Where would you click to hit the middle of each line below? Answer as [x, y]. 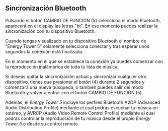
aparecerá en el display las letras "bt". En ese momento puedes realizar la [82, 26]
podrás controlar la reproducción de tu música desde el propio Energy [78, 118]
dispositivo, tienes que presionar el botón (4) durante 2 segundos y [75, 82]
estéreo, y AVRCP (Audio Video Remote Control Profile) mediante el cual [80, 113]
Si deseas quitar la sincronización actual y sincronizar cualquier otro [76, 76]
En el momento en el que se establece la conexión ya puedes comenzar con [84, 61]
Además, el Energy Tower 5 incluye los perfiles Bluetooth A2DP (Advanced [83, 102]
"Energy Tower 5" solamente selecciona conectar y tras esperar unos [77, 46]
